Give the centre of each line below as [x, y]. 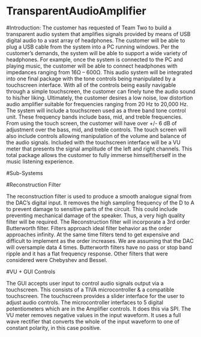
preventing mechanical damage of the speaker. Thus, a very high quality [96, 215]
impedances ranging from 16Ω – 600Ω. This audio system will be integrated [100, 72]
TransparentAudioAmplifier [76, 11]
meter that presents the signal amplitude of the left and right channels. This [99, 149]
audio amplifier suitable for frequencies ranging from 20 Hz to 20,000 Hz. [97, 104]
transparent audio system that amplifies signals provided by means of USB [98, 34]
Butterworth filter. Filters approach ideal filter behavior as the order [89, 228]
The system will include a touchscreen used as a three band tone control [96, 110]
